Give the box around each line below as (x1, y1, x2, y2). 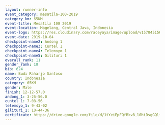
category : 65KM (5, 80, 36, 85)
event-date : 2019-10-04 (5, 35, 54, 40)
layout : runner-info (5, 7, 48, 12)
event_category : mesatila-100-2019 (5, 12, 78, 17)
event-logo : (5, 30, 29, 35)
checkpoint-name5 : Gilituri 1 (5, 53, 67, 58)
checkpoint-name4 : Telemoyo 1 (5, 48, 67, 53)
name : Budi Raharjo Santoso (5, 71, 63, 76)
